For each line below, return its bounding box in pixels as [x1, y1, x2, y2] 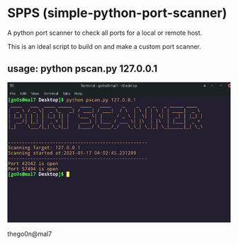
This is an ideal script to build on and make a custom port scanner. [7, 42, 202, 50]
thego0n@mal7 [7, 229, 52, 238]
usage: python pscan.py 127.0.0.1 [7, 62, 158, 75]
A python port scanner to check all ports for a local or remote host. [7, 28, 203, 37]
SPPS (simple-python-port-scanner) [7, 5, 227, 21]
